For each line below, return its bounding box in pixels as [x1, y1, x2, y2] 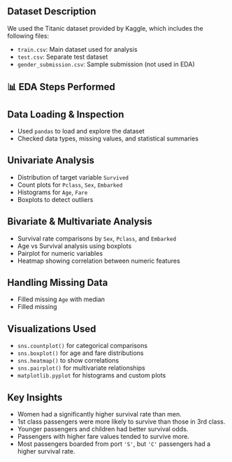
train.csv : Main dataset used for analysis [17, 45, 138, 53]
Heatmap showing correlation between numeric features [17, 257, 180, 265]
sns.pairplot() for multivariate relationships [17, 363, 145, 373]
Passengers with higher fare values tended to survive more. [17, 433, 190, 441]
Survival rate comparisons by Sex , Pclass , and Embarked [17, 234, 177, 243]
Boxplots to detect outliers [17, 195, 94, 203]
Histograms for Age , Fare [17, 188, 88, 196]
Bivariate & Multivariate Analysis [7, 216, 152, 228]
